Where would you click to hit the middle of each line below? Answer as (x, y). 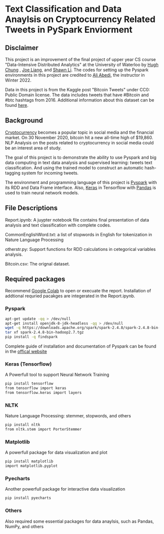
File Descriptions (31, 208)
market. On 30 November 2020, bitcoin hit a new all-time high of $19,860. (79, 137)
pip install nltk (23, 425)
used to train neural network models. (42, 193)
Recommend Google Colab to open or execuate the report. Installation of (78, 291)
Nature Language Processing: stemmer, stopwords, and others (68, 416)
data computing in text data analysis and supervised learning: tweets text (79, 163)
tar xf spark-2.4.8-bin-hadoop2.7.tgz (44, 332)
